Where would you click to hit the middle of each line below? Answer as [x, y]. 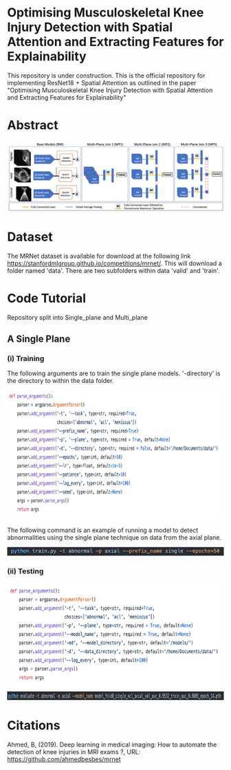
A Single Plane [39, 339]
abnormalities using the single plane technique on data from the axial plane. [114, 538]
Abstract [33, 125]
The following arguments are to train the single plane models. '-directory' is [114, 373]
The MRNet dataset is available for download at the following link [99, 256]
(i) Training [26, 358]
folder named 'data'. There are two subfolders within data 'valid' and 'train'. [113, 270]
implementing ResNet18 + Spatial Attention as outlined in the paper [102, 82]
